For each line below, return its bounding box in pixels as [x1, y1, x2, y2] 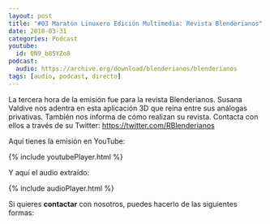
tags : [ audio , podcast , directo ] [8, 72, 122, 80]
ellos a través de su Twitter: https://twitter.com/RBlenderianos [8, 120, 215, 130]
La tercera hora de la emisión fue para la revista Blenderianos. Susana [8, 94, 242, 104]
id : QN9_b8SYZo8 [15, 50, 71, 58]
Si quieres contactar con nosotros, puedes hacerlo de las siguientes [8, 199, 238, 209]
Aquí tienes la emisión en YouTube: [8, 136, 126, 146]
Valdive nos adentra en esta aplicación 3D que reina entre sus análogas [8, 103, 248, 113]
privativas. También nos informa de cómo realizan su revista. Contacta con [8, 111, 259, 122]
